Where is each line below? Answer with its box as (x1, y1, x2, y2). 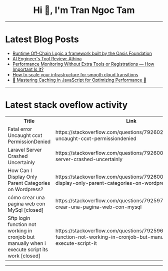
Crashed (7, 153, 28, 160)
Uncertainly (7, 159, 35, 166)
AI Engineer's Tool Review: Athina (12, 55, 82, 62)
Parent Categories (7, 179, 50, 186)
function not (7, 221, 36, 228)
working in (7, 227, 32, 234)
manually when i (7, 239, 46, 246)
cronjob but (7, 233, 35, 240)
